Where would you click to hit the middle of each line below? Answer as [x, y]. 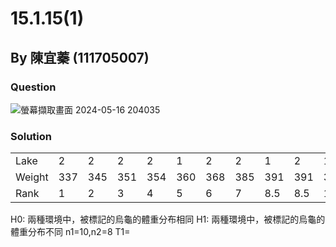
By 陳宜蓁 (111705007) [80, 57]
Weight [32, 177]
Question [33, 87]
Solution [31, 136]
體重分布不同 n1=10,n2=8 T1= [70, 232]
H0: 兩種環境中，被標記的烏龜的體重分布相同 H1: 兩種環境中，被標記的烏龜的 [168, 219]
